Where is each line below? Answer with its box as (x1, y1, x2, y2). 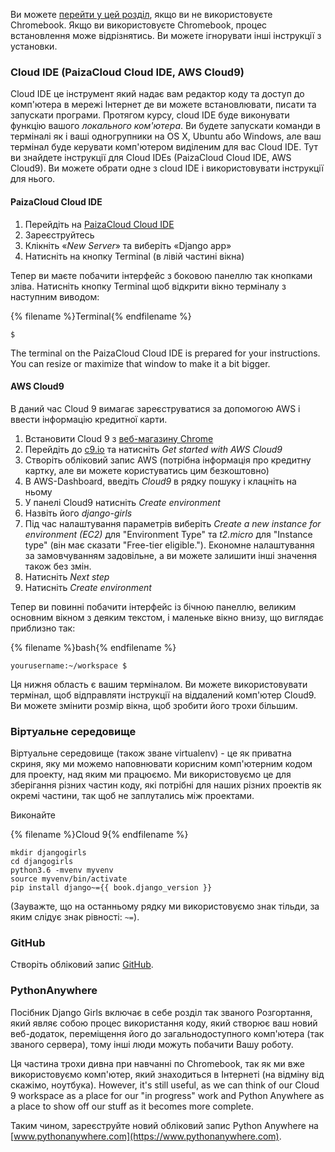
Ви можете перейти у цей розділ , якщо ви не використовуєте (10, 9, 273, 20)
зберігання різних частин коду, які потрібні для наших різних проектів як (10, 779, 322, 791)
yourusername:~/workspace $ (10, 660, 128, 671)
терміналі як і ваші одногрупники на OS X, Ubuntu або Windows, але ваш (10, 130, 322, 143)
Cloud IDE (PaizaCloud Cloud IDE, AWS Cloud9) (10, 65, 245, 79)
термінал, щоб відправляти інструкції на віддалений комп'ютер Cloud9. (10, 689, 317, 701)
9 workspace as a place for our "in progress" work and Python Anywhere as (10, 1089, 325, 1101)
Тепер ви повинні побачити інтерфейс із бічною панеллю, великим (10, 600, 297, 613)
